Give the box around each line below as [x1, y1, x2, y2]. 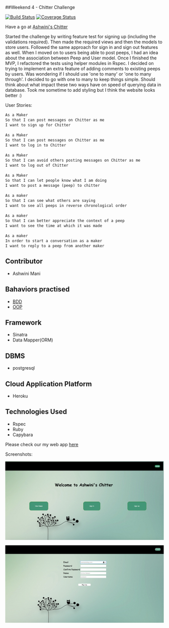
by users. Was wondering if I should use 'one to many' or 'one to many [5, 71, 152, 77]
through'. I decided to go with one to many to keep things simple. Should [5, 77, 155, 82]
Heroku [12, 393, 28, 399]
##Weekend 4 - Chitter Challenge [5, 5, 75, 10]
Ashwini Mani [12, 270, 41, 276]
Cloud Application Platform [5, 380, 92, 388]
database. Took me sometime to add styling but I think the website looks [5, 87, 155, 93]
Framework [5, 318, 42, 327]
